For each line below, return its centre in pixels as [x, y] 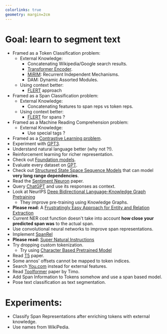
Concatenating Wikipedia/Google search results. [77, 64]
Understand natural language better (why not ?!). [63, 149]
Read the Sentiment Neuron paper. [48, 181]
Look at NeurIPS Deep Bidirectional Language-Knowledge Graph [79, 192]
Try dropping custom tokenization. [48, 245]
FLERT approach [44, 90]
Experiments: [34, 303]
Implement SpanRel [32, 234]
